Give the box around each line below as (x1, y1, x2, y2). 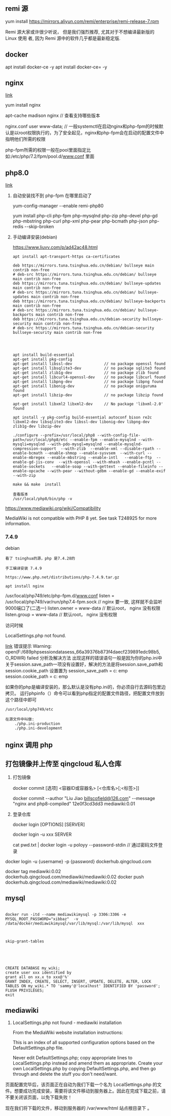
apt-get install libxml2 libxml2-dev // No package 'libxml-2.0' (12, 402, 164, 407)
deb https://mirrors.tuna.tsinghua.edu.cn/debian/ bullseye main (12, 263, 154, 269)
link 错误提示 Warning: (5, 643, 52, 649)
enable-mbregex (12, 455, 45, 460)
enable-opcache (12, 469, 45, 474)
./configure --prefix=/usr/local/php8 (12, 433, 95, 438)
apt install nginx (5, 584, 44, 589)
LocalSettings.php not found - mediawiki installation (12, 1020, 122, 1026)
